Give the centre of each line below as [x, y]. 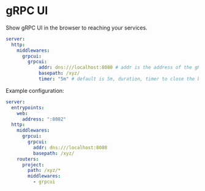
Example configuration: [35, 90]
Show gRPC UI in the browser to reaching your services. [76, 28]
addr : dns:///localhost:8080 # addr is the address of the [115, 68]
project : [33, 165]
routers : [28, 159]
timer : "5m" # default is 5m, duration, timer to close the [117, 79]
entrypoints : [28, 107]
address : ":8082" [44, 119]
